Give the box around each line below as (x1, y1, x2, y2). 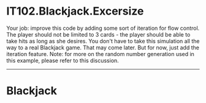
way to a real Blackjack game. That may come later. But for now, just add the (6, 44, 199, 51)
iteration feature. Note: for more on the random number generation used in (6, 50, 195, 57)
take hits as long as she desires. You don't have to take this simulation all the (6, 37, 200, 44)
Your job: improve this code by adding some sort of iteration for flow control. (6, 24, 200, 32)
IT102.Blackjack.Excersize (6, 4, 144, 18)
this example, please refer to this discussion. (6, 57, 120, 64)
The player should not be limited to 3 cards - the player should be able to (6, 30, 191, 38)
